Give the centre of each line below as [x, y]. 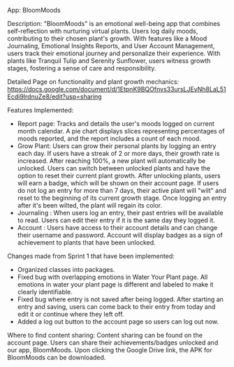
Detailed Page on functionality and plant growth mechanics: [93, 82]
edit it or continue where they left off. [71, 314]
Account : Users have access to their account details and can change [117, 228]
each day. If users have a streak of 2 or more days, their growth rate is [118, 153]
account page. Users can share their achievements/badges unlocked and [113, 343]
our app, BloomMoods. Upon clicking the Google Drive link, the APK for [110, 350]
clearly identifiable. [45, 292]
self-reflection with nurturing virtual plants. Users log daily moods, [103, 31]
